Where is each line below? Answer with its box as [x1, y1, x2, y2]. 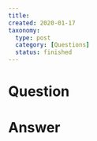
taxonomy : [8, 26, 41, 34]
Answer [8, 119, 61, 137]
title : [8, 11, 30, 20]
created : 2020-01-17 [8, 19, 76, 27]
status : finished [15, 48, 73, 56]
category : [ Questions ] [15, 41, 90, 49]
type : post [15, 33, 51, 42]
